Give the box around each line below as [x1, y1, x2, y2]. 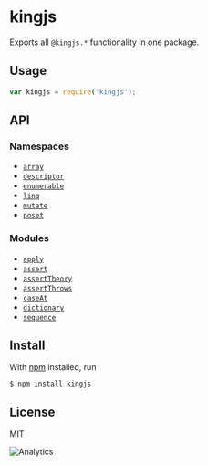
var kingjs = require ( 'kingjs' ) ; [9, 87, 137, 97]
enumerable [22, 182, 65, 191]
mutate [22, 201, 48, 211]
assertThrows [22, 283, 73, 293]
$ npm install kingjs [9, 379, 92, 389]
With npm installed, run [9, 362, 97, 373]
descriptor [22, 172, 65, 182]
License [9, 404, 56, 419]
